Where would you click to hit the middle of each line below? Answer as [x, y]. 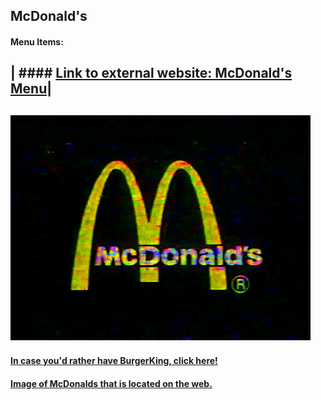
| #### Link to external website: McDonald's [151, 73]
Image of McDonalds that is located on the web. [111, 383]
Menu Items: [37, 41]
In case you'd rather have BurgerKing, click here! [114, 361]
